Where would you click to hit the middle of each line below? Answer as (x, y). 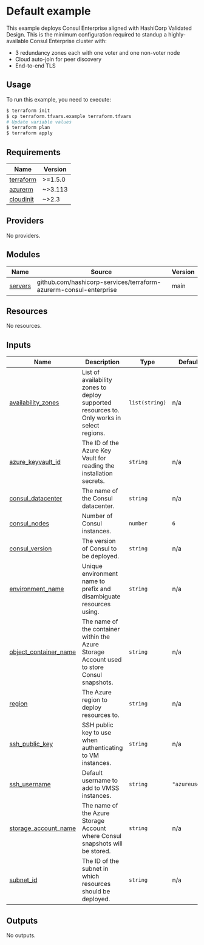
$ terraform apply (29, 133)
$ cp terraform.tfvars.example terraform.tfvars (69, 116)
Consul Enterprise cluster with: (69, 41)
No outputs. (21, 935)
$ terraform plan (28, 128)
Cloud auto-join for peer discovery (58, 59)
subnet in (95, 869)
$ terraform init (28, 111)
